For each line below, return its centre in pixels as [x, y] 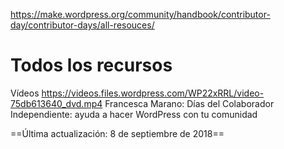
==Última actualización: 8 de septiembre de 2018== [117, 133]
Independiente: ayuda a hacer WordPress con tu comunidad [134, 114]
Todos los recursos [91, 65]
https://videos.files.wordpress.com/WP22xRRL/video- [153, 93]
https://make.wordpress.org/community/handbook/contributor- [140, 14]
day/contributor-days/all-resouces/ [82, 25]
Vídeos [25, 93]
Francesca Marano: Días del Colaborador [189, 103]
